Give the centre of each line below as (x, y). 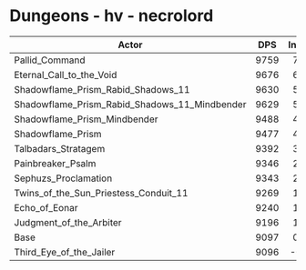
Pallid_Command (50, 60)
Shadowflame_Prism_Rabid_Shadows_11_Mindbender (130, 104)
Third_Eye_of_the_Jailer (65, 252)
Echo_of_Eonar (46, 207)
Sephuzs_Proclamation (63, 178)
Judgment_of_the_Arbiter (68, 222)
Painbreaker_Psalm (55, 163)
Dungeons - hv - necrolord (112, 16)
